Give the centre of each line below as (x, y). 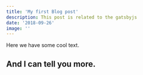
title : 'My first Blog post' (42, 12)
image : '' (18, 28)
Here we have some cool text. (43, 45)
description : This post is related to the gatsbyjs (71, 17)
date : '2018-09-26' (30, 23)
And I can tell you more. (51, 64)
